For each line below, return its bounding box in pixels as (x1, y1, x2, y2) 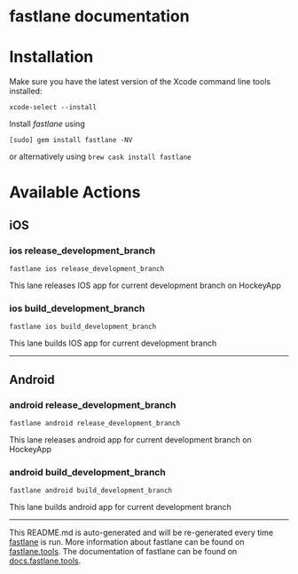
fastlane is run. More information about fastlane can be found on (9, 537, 245, 547)
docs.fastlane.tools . (9, 555, 82, 566)
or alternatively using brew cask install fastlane (9, 151, 192, 162)
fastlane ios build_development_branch (9, 323, 157, 331)
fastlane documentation (9, 6, 190, 27)
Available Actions (9, 182, 141, 203)
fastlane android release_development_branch (9, 419, 180, 427)
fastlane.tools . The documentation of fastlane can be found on (9, 546, 238, 557)
